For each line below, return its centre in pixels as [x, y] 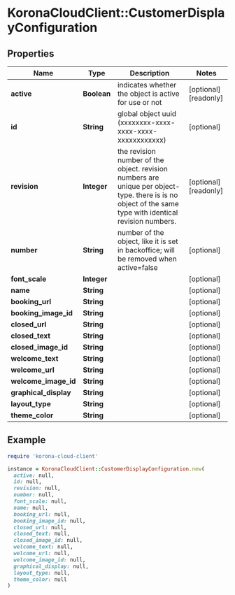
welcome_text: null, [43, 547]
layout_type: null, [42, 573]
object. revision [143, 169]
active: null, [34, 475]
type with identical [148, 213]
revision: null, [37, 488]
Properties [31, 53]
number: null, [34, 495]
